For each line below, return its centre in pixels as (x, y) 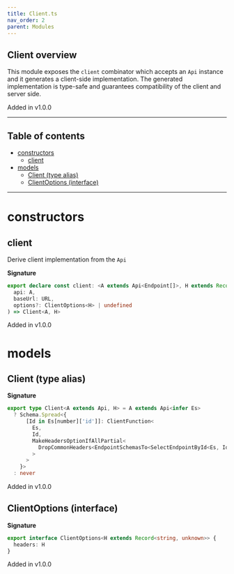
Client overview (42, 55)
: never (25, 474)
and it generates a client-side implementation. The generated (95, 79)
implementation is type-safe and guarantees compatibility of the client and (114, 86)
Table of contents (46, 136)
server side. (24, 94)
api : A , (25, 292)
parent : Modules (31, 27)
